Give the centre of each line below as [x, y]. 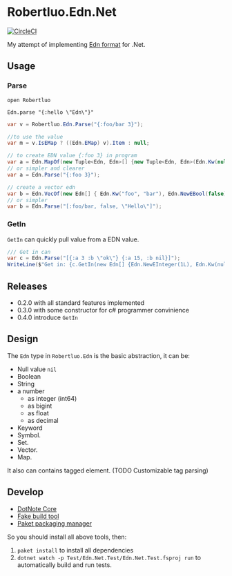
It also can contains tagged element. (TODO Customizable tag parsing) [108, 470]
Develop [25, 492]
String [26, 384]
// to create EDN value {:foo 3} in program [72, 156]
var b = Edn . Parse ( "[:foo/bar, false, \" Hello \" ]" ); [85, 207]
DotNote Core [37, 508]
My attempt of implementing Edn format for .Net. [76, 44]
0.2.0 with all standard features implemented [81, 302]
